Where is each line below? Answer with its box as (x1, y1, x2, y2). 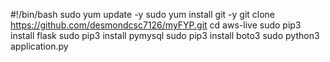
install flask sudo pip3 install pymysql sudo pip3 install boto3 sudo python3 (10, 30, 320, 41)
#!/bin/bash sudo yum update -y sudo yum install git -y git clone (10, 9, 276, 20)
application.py (10, 40, 69, 52)
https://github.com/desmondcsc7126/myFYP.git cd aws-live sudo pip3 (10, 19, 302, 31)
